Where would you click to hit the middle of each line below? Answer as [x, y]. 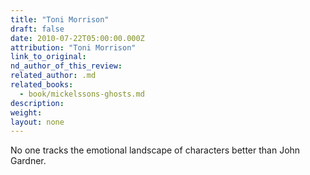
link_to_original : [48, 57]
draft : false [37, 29]
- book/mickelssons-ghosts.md [82, 94]
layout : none [37, 122]
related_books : [42, 85]
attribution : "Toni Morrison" [73, 47]
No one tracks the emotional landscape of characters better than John [155, 150]
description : [37, 103]
